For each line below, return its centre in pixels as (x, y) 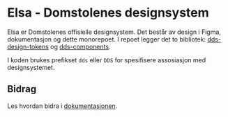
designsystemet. (31, 67)
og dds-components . (80, 46)
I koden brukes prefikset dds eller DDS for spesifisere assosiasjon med (107, 60)
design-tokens (28, 46)
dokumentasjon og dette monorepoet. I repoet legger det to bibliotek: (107, 39)
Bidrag (22, 89)
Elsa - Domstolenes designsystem (108, 13)
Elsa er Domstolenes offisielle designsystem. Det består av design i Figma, (114, 32)
